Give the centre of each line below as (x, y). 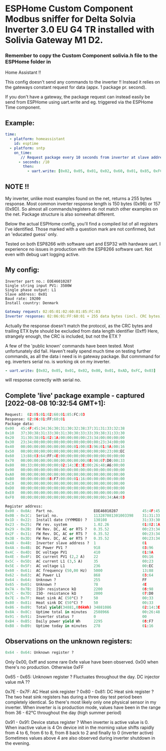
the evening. (18, 743)
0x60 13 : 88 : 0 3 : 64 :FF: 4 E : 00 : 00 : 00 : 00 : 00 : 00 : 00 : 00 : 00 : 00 (65, 456)
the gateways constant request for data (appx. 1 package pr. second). (76, 88)
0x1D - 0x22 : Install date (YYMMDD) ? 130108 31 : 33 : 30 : (84, 520)
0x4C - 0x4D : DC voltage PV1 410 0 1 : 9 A (79, 552)
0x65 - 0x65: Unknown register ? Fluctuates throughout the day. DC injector (83, 677)
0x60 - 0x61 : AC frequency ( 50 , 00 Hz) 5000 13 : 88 (79, 571)
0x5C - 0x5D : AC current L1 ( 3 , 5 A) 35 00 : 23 (79, 562)
